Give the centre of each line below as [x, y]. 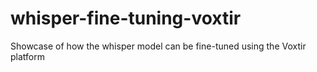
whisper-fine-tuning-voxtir [126, 18]
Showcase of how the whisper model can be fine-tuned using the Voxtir [158, 46]
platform [27, 56]
